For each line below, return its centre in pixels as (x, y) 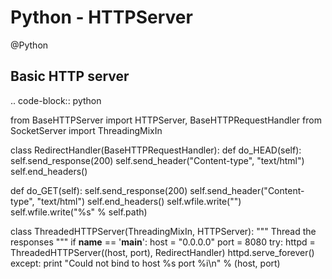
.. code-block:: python (56, 100)
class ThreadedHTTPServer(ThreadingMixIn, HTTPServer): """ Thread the (163, 231)
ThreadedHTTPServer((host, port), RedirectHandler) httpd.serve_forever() (162, 252)
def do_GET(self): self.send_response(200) (99, 190)
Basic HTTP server (70, 76)
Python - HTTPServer (101, 17)
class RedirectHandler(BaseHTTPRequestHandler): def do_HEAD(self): (156, 150)
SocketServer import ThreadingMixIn (86, 130)
